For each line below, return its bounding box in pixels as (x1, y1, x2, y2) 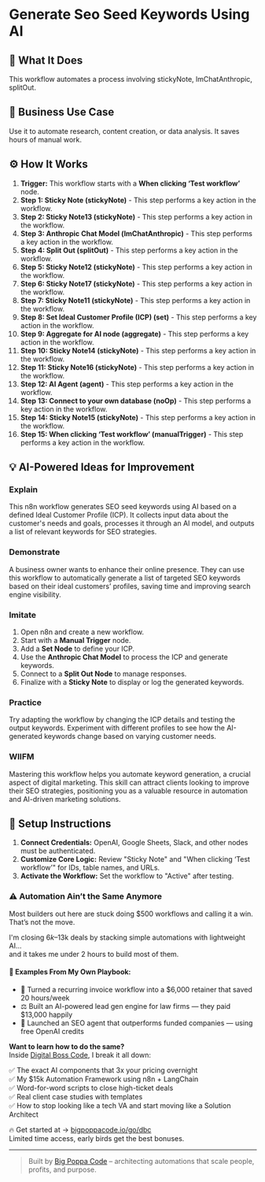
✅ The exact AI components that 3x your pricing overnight (9, 1065, 198, 1075)
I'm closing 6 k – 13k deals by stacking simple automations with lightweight (9, 933, 246, 942)
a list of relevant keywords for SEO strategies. (9, 527, 157, 537)
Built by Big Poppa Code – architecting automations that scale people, (28, 1156, 255, 1165)
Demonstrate (9, 547, 61, 558)
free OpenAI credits (20, 1026, 85, 1036)
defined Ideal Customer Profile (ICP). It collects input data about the (9, 510, 229, 520)
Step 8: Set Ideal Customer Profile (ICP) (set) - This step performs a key (20, 312, 257, 322)
